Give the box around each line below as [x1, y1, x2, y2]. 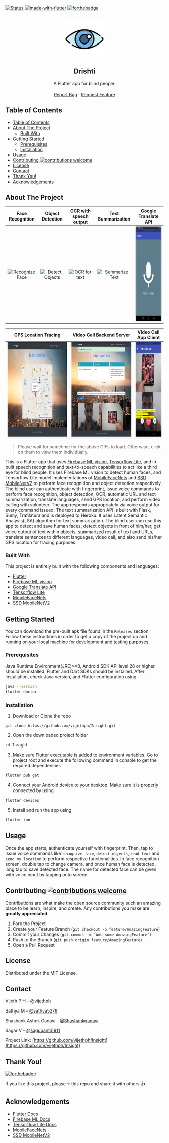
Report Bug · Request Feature [54, 91, 115, 97]
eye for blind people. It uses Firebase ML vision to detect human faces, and [5, 469, 161, 475]
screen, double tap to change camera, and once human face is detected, [5, 861, 156, 867]
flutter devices [5, 798, 39, 803]
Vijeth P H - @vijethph [5, 998, 51, 1004]
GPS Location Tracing [14, 332, 61, 338]
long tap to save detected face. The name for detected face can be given [5, 866, 157, 872]
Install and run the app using [12, 807, 72, 813]
